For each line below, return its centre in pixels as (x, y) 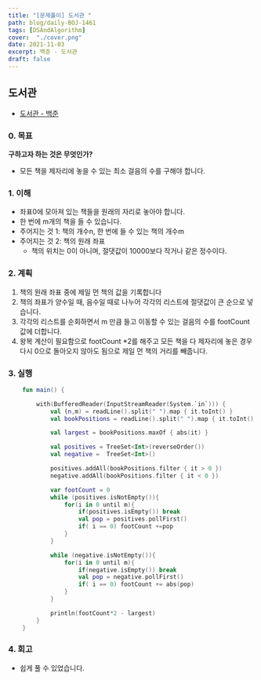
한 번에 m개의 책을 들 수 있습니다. (71, 221)
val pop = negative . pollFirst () (131, 577)
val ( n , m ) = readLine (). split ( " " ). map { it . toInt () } (141, 411)
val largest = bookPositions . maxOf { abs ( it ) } (129, 433)
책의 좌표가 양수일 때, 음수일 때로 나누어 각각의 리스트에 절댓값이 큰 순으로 (132, 302)
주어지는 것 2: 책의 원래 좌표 (62, 241)
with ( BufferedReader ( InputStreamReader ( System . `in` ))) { (131, 404)
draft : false (29, 60)
